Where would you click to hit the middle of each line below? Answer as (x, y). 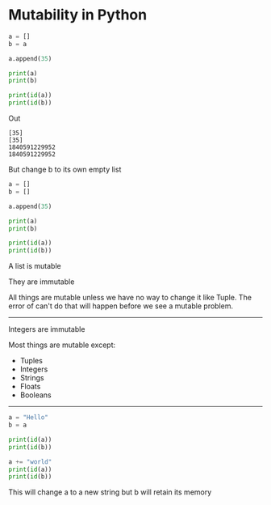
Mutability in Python (78, 15)
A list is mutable (35, 266)
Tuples (31, 361)
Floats (30, 387)
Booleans (35, 395)
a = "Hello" (28, 418)
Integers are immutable (47, 329)
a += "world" (30, 462)
